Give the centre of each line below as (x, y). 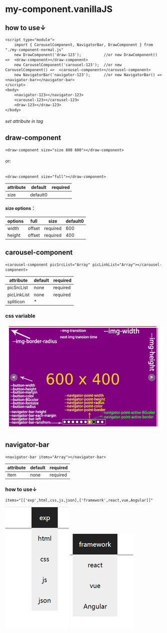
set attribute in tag (24, 121)
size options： (20, 208)
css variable (20, 316)
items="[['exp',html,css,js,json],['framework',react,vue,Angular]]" (79, 500)
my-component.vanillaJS (59, 9)
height (14, 235)
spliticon (16, 301)
